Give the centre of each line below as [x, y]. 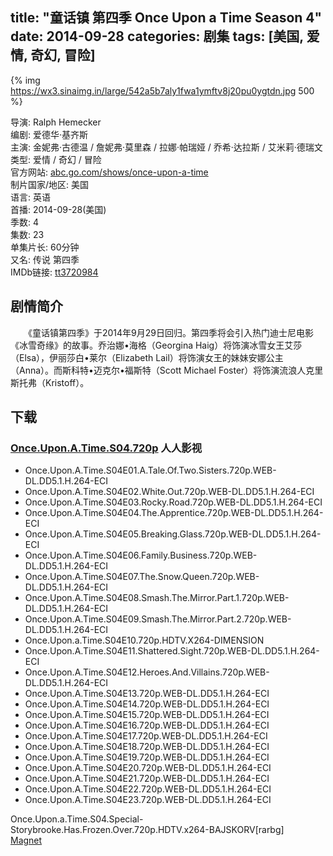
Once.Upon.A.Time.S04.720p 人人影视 [106, 448]
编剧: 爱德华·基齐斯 [49, 134]
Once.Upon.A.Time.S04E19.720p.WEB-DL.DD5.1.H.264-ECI [147, 757]
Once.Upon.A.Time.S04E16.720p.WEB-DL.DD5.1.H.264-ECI [147, 725]
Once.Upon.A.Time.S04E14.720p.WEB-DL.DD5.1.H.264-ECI [147, 704]
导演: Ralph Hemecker [56, 122]
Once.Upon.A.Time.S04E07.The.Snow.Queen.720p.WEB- [142, 577]
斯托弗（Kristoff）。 [50, 382]
